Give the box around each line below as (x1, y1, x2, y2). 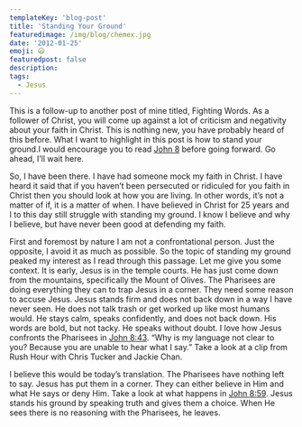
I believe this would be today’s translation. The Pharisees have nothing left (9, 368, 285, 379)
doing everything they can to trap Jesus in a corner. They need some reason (9, 283, 294, 294)
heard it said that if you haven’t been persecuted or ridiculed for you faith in (9, 180, 290, 190)
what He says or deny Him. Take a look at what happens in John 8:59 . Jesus (9, 387, 293, 398)
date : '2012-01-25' (9, 38, 83, 48)
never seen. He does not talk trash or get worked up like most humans (9, 303, 270, 314)
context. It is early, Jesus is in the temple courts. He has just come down (9, 265, 279, 275)
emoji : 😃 (9, 47, 45, 56)
